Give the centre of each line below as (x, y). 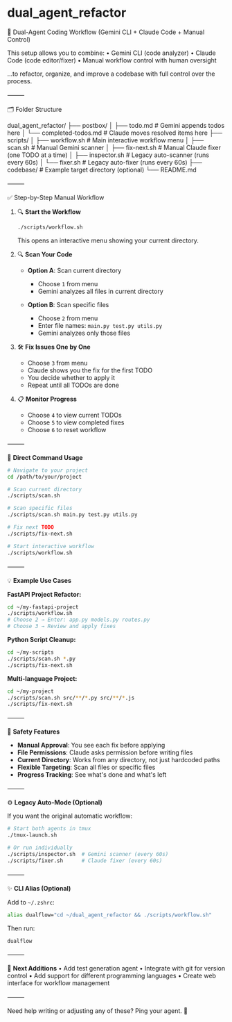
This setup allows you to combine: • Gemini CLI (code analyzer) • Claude (111, 53)
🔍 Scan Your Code (45, 254)
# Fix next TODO (30, 527)
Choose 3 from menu (57, 363)
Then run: (21, 928)
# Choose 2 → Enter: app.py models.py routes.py (79, 620)
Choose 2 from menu (68, 318)
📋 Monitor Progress (47, 399)
